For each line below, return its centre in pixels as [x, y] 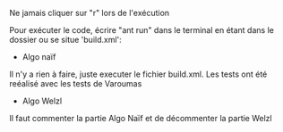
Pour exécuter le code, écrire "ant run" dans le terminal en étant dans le [142, 30]
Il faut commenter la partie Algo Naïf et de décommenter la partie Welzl [141, 118]
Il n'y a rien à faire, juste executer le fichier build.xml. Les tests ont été [138, 74]
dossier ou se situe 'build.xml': [66, 40]
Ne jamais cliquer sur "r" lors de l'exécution [90, 13]
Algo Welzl [42, 101]
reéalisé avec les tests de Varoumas [76, 83]
